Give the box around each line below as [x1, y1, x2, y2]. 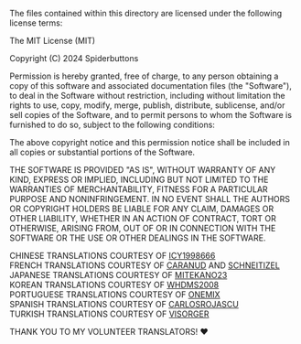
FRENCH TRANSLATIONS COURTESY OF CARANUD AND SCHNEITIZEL [9, 260, 281, 271]
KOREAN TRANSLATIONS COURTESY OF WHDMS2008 [9, 279, 220, 290]
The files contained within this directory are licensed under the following [9, 8, 283, 18]
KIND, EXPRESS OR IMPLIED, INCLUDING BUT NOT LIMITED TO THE [9, 174, 269, 185]
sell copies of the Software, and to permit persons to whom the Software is [9, 110, 293, 120]
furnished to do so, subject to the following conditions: [9, 119, 215, 130]
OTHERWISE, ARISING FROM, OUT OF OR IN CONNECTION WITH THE [9, 223, 276, 233]
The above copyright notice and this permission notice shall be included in [9, 137, 290, 147]
